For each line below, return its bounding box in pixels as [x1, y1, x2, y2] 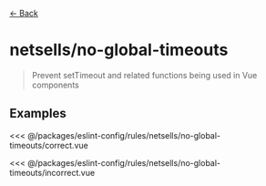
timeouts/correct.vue [9, 139, 88, 150]
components [31, 79, 79, 90]
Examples [9, 106, 66, 121]
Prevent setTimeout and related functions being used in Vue [31, 69, 258, 80]
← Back [9, 8, 38, 18]
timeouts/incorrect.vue [9, 167, 96, 178]
